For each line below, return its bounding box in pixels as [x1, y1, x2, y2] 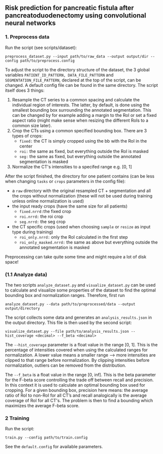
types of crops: [12, 133, 43, 139]
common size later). [12, 122, 52, 128]
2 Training [5, 415, 30, 422]
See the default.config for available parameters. [5, 444, 103, 450]
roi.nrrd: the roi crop [19, 213, 64, 219]
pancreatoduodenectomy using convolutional [5, 12, 147, 20]
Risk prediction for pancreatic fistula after [5, 4, 134, 12]
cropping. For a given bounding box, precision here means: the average [5, 387, 148, 393]
